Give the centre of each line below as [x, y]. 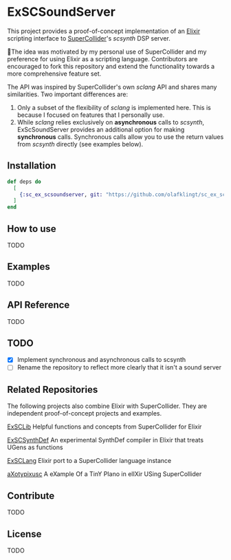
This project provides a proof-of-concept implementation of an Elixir [104, 31]
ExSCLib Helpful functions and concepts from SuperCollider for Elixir [104, 427]
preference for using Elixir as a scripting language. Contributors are [102, 58]
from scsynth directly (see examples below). [80, 144]
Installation [32, 166]
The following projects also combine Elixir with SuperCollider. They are [107, 406]
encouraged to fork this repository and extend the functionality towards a [111, 66]
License [24, 534]
